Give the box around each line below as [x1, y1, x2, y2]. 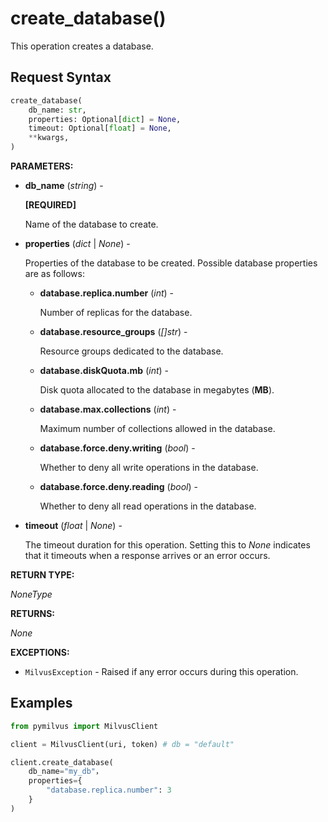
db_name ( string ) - [24, 180, 104, 191]
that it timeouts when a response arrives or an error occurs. [24, 550, 271, 561]
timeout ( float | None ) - [24, 520, 123, 531]
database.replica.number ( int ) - [39, 287, 174, 299]
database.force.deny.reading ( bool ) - [39, 481, 198, 492]
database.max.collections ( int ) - [39, 403, 177, 415]
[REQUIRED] [24, 199, 77, 211]
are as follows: [24, 268, 85, 279]
